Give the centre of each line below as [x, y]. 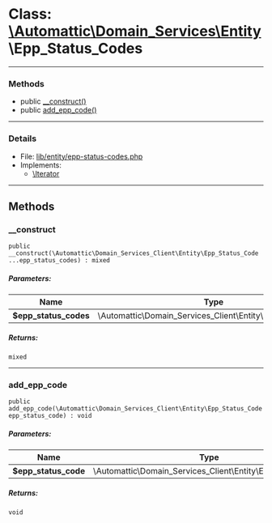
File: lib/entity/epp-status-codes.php [81, 156]
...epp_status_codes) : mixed [59, 261]
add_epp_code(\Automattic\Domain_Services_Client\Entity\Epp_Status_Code [136, 409]
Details [23, 138]
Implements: [41, 165]
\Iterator [46, 173]
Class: [30, 14]
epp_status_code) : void [50, 416]
